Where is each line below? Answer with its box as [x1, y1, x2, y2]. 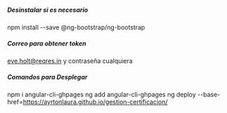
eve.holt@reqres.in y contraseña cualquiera [7, 56, 133, 65]
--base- [197, 90, 221, 98]
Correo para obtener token [7, 39, 87, 47]
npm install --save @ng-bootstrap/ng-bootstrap [7, 23, 145, 31]
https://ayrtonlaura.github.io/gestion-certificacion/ [22, 98, 168, 106]
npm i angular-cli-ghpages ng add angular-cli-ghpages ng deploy [7, 90, 196, 98]
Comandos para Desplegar [7, 73, 88, 81]
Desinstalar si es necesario [7, 6, 89, 14]
